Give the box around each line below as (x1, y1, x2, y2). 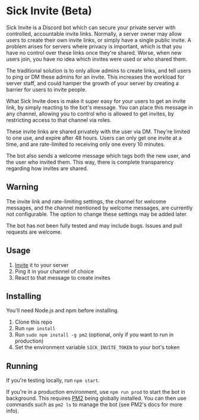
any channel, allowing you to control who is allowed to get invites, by (6, 110, 174, 117)
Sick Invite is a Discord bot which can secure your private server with (6, 24, 176, 31)
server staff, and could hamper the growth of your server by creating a (6, 79, 179, 87)
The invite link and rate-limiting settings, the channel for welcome (6, 198, 166, 205)
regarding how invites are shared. (6, 165, 89, 172)
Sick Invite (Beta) (6, 4, 92, 18)
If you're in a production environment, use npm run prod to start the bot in (6, 388, 186, 396)
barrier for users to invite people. (6, 86, 87, 93)
